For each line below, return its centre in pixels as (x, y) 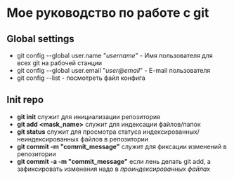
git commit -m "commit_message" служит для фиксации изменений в (122, 146)
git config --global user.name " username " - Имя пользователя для (115, 55)
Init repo (25, 100)
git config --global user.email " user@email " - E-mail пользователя (113, 70)
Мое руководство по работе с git (108, 13)
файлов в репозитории (114, 139)
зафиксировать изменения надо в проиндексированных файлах (113, 169)
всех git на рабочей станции (59, 63)
